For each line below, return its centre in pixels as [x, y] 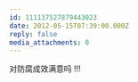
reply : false [33, 34]
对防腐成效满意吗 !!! [45, 69]
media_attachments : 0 [49, 42]
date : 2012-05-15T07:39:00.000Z [69, 26]
